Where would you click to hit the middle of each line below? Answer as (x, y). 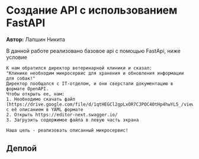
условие (17, 57)
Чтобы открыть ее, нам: (36, 94)
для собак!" (21, 78)
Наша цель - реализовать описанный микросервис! (67, 130)
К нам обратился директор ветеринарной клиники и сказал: (79, 68)
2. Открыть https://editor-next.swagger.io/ (62, 115)
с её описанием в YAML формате (45, 109)
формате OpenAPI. (28, 89)
